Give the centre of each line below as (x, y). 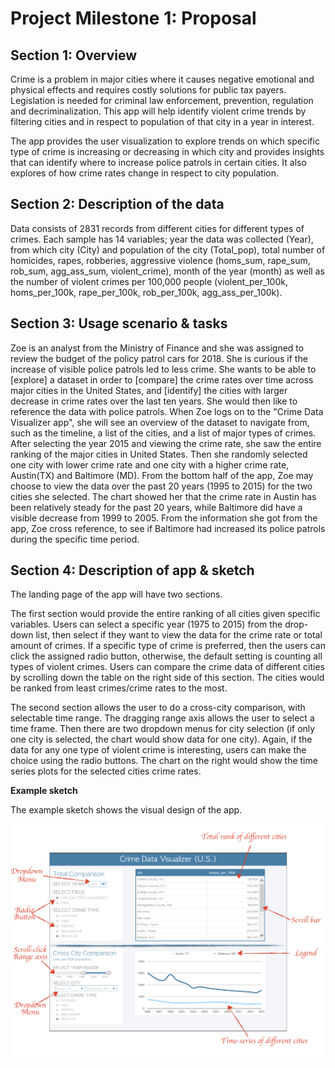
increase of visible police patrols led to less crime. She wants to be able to (163, 369)
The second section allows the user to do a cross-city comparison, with (158, 708)
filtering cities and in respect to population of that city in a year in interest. (162, 121)
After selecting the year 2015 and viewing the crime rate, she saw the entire (166, 443)
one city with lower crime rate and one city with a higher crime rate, (150, 464)
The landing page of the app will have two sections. (116, 594)
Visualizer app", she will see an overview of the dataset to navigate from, (160, 422)
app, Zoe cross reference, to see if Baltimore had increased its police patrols (168, 528)
